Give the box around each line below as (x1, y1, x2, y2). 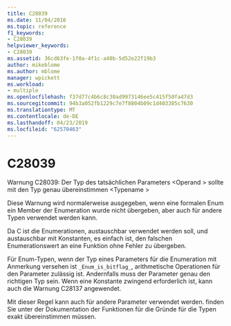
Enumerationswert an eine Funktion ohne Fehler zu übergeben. (7, 242, 187, 250)
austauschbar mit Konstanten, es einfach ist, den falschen (7, 234, 173, 242)
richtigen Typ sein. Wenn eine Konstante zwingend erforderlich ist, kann (7, 277, 213, 285)
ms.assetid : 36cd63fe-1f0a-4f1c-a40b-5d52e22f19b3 (7, 55, 156, 62)
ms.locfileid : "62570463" (7, 126, 82, 133)
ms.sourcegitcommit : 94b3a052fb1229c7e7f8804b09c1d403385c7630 (7, 100, 194, 107)
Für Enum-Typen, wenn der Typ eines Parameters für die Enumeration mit (7, 255, 217, 263)
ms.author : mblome (7, 68, 60, 75)
